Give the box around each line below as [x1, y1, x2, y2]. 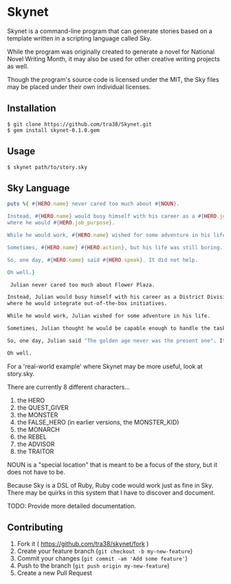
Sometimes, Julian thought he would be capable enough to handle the [7, 325, 211, 332]
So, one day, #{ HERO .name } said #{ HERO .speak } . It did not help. [7, 256, 198, 263]
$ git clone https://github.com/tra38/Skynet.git [7, 121, 153, 128]
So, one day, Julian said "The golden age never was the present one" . [7, 337, 217, 344]
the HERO [16, 396, 45, 404]
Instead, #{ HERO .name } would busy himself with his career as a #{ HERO [7, 213, 217, 220]
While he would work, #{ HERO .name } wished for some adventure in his [7, 232, 211, 238]
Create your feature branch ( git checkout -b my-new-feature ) [16, 547, 193, 555]
